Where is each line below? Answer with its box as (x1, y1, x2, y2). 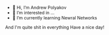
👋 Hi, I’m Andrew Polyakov (12, 5, 67, 10)
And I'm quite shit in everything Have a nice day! (5, 24, 105, 30)
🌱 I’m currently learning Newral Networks (12, 15, 97, 20)
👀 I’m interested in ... (12, 10, 55, 16)
